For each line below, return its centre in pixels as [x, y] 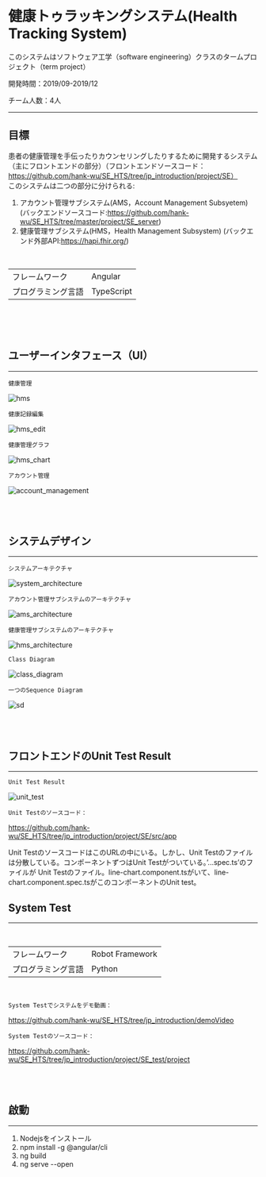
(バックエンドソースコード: [64, 212]
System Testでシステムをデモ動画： [60, 1005]
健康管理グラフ [29, 445]
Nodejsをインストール [55, 1138]
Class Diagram [32, 660]
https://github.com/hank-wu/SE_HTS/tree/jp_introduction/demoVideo [121, 1020]
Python [105, 969]
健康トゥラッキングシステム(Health [123, 16]
